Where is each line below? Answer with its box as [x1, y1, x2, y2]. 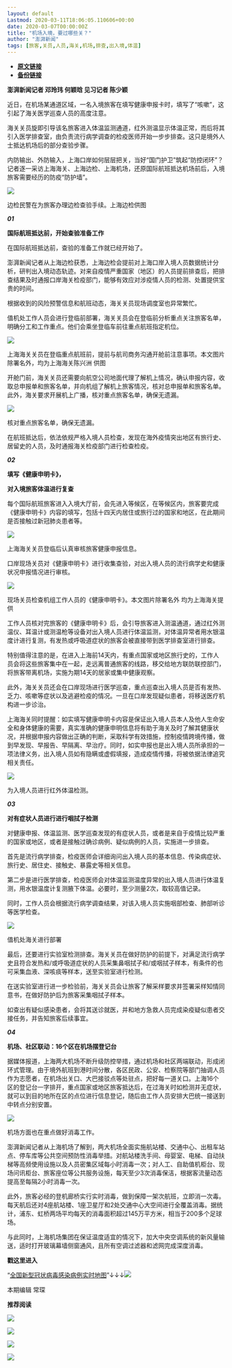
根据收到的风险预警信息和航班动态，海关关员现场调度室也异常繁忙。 [7, 299, 201, 307]
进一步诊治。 [12, 700, 50, 709]
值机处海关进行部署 [7, 936, 62, 943]
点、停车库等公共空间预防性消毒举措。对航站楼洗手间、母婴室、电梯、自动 [7, 1151, 219, 1160]
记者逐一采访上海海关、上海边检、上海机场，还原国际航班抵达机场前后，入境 [7, 164, 225, 172]
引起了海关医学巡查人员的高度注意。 [7, 109, 110, 117]
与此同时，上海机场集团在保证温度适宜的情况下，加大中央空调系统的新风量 [7, 1233, 219, 1241]
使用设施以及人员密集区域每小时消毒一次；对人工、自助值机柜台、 [30, 1160, 219, 1168]
